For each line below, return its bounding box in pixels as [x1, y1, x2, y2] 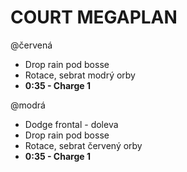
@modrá [10, 99, 46, 111]
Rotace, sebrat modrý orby [24, 69, 136, 81]
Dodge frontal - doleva [24, 118, 119, 130]
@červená [10, 39, 53, 51]
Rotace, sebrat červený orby [24, 139, 143, 151]
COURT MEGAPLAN [10, 6, 178, 29]
